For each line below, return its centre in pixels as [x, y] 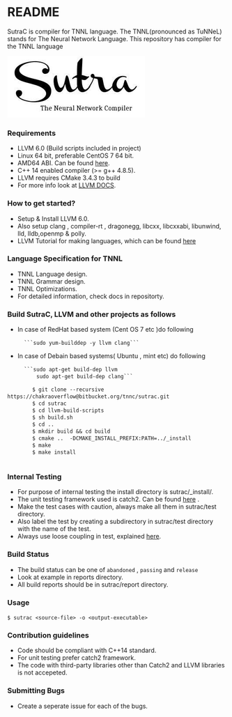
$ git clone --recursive [68, 390]
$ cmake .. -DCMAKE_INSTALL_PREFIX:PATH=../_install [112, 439]
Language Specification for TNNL [65, 259]
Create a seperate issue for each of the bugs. [83, 706]
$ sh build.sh [53, 418]
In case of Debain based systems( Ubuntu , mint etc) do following [111, 356]
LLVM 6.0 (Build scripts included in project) [79, 148]
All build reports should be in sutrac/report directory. [93, 584]
